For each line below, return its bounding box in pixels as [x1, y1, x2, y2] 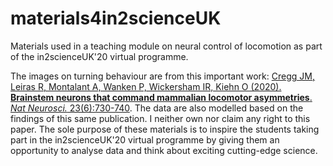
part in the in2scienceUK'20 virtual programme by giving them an [10, 133, 280, 146]
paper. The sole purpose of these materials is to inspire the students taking [10, 123, 320, 135]
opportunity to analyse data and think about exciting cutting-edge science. [10, 144, 318, 156]
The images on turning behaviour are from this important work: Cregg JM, [10, 70, 315, 82]
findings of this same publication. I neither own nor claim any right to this [10, 112, 311, 124]
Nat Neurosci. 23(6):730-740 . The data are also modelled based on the [10, 102, 304, 114]
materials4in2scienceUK [10, 7, 222, 30]
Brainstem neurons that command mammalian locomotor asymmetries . [10, 91, 313, 103]
